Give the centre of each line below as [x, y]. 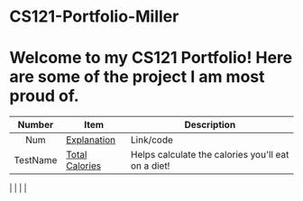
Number [36, 125]
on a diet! [150, 166]
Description [210, 125]
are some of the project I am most [137, 77]
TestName [36, 160]
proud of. [44, 96]
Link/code [152, 140]
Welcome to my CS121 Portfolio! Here [151, 58]
